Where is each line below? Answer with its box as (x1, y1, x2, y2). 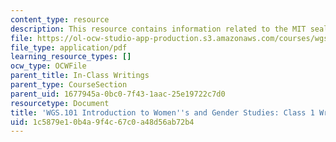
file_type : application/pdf (10, 42, 128, 53)
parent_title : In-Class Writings (10, 71, 150, 81)
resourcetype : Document (10, 98, 110, 108)
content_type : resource (10, 14, 110, 25)
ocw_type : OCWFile (10, 61, 87, 71)
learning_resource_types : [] (10, 52, 132, 62)
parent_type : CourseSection (10, 80, 128, 90)
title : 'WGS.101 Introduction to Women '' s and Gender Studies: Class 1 (10, 107, 315, 118)
